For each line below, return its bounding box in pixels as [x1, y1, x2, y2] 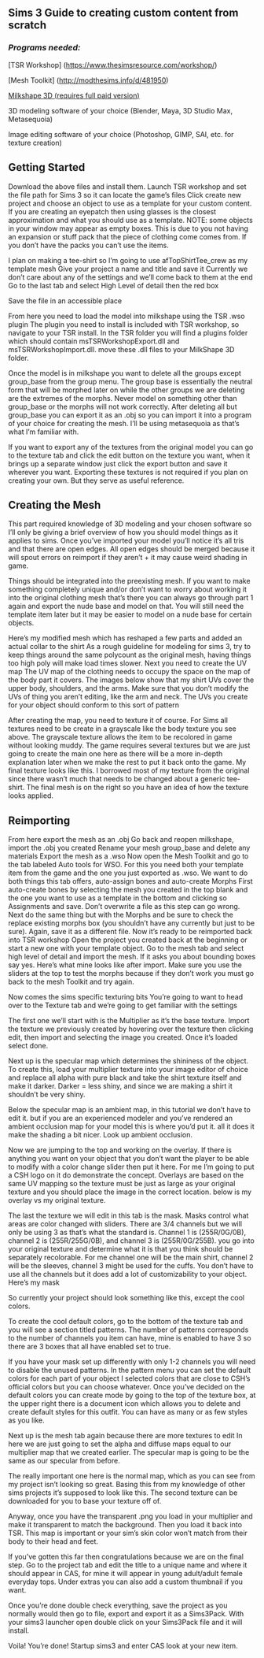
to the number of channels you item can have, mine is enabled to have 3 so [8, 1333, 251, 1343]
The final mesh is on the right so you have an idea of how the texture [26, 783, 249, 792]
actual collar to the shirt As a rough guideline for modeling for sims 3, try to [8, 642, 251, 651]
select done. [8, 1041, 49, 1051]
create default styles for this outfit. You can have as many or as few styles [8, 1408, 247, 1417]
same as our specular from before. [8, 1456, 120, 1466]
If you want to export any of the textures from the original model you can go [8, 442, 254, 451]
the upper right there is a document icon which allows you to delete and [8, 1399, 241, 1408]
